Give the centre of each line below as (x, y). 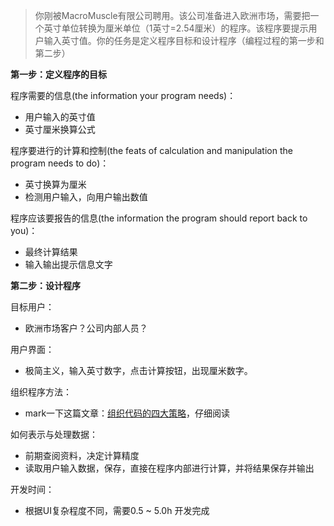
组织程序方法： (41, 392)
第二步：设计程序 (45, 285)
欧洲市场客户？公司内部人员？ (86, 328)
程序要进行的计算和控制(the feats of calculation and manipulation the (151, 150)
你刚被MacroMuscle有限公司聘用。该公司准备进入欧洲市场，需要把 (172, 15)
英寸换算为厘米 (55, 184)
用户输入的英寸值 (60, 117)
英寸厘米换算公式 (60, 129)
